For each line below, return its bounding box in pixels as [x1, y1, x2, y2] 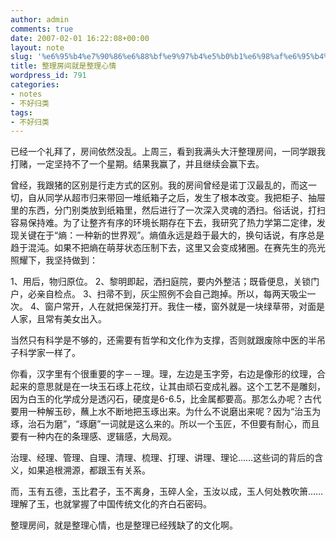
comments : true [10, 24, 74, 34]
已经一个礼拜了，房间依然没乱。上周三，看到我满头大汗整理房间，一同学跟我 [10, 146, 326, 158]
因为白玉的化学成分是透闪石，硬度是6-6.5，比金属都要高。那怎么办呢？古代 [10, 393, 322, 405]
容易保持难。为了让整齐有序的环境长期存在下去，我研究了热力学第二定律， [10, 217, 317, 229]
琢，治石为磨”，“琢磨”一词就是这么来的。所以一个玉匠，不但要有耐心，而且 [10, 418, 320, 430]
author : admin [10, 14, 70, 25]
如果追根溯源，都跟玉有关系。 [27, 464, 151, 476]
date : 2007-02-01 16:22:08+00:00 [10, 33, 150, 43]
